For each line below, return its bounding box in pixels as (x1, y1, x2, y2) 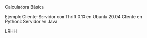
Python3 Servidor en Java (5, 19, 58, 24)
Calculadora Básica (5, 4, 44, 10)
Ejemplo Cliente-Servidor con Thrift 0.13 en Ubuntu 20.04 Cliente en (5, 14, 143, 19)
